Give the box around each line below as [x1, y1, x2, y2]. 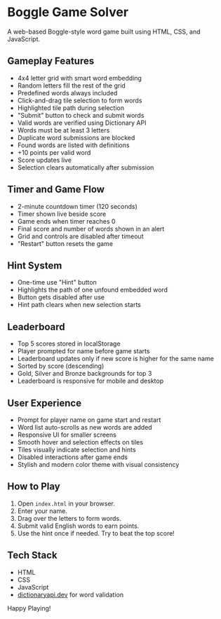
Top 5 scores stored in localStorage [17, 339, 121, 348]
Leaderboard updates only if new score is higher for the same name [17, 355, 214, 363]
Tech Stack [7, 550, 58, 562]
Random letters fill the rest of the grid [17, 81, 126, 90]
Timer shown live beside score [17, 210, 107, 218]
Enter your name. [17, 506, 68, 515]
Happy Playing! [7, 604, 51, 612]
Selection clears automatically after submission [17, 163, 154, 172]
